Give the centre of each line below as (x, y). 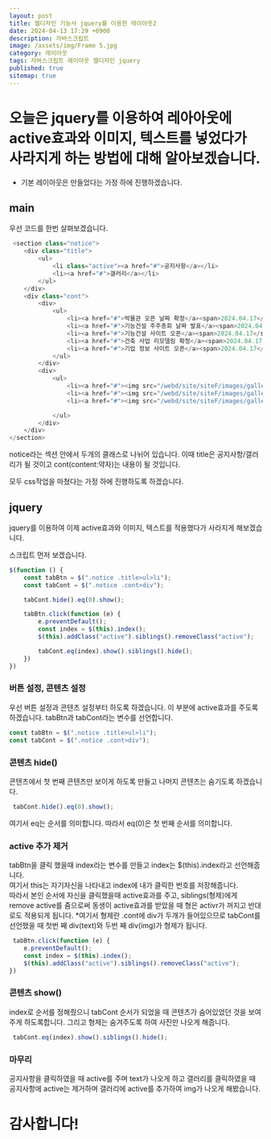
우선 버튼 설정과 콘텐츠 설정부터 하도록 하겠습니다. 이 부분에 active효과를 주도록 (134, 707)
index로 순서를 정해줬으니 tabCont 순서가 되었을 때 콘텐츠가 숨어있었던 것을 (128, 1012)
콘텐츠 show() (36, 993)
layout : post (31, 16)
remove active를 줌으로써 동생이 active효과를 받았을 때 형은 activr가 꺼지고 (128, 905)
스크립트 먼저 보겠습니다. (48, 555)
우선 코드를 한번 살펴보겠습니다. (59, 228)
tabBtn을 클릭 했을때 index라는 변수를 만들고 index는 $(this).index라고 (121, 865)
